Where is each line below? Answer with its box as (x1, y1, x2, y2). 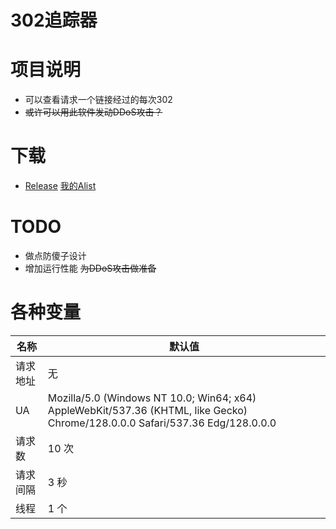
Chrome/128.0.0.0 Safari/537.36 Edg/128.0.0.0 (47, 416, 277, 430)
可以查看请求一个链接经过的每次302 (24, 94, 173, 106)
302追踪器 (10, 9, 98, 32)
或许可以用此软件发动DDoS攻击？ (24, 106, 163, 118)
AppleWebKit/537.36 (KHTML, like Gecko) (47, 403, 248, 417)
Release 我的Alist (24, 180, 97, 192)
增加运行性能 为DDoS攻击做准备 (24, 262, 157, 274)
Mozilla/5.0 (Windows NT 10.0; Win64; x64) (47, 391, 257, 405)
